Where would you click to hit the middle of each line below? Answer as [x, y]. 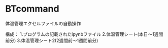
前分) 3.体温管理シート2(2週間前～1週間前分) [52, 40]
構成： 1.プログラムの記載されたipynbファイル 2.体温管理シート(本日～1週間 [84, 34]
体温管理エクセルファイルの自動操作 [43, 23]
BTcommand [32, 9]
